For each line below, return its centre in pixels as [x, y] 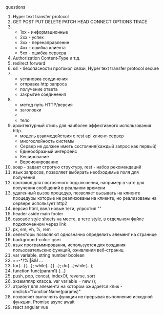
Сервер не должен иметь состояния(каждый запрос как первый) [88, 146]
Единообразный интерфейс [49, 151]
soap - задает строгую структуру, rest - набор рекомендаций [77, 167]
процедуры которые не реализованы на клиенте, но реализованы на [84, 198]
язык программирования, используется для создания [69, 245]
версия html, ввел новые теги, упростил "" [57, 209]
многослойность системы [47, 141]
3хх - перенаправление [45, 42]
